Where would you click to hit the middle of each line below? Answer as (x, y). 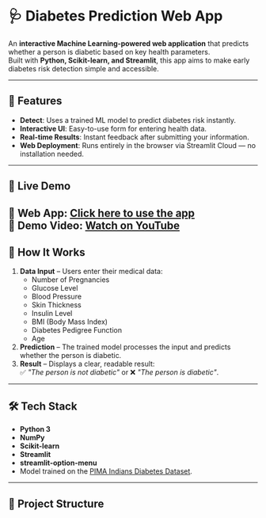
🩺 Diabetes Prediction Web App (116, 16)
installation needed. (52, 154)
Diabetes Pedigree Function (77, 330)
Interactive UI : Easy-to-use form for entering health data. (113, 128)
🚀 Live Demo (40, 187)
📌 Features (35, 101)
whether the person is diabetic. (70, 356)
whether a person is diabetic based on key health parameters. (109, 51)
